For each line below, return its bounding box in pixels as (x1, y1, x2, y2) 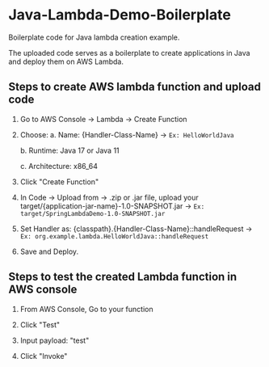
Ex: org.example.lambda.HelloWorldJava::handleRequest (19, 232, 209, 240)
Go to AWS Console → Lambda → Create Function (19, 114, 187, 124)
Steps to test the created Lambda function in (8, 270, 237, 284)
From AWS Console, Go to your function (19, 304, 153, 314)
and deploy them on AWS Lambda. (8, 57, 124, 66)
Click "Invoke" (19, 351, 68, 361)
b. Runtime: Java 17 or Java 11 (19, 146, 120, 155)
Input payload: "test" (19, 335, 90, 345)
